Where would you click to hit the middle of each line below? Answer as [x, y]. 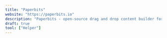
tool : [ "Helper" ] [23, 28]
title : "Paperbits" [25, 10]
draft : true [17, 23]
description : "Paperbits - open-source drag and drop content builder [80, 19]
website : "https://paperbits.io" [40, 14]
